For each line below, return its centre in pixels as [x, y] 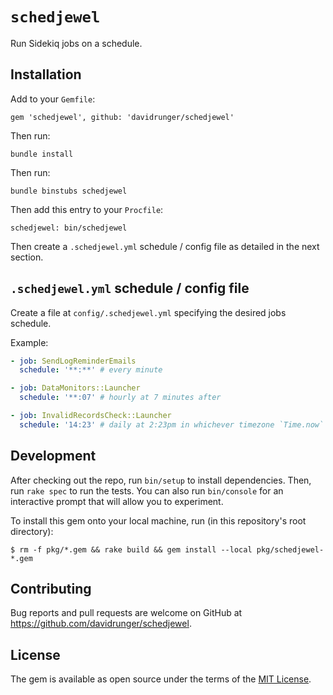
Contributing [51, 589]
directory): [32, 531]
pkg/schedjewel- [290, 549]
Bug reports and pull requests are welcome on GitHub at [126, 613]
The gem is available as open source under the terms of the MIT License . [161, 679]
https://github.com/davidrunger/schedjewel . [101, 624]
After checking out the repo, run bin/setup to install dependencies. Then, [161, 480]
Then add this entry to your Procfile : [87, 209]
